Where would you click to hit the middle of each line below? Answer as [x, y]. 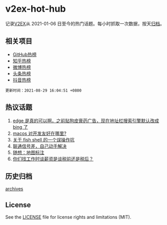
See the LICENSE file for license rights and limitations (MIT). [68, 217]
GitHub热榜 [25, 54]
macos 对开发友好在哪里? [39, 133]
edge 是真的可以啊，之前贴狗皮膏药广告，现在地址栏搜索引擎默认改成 [86, 121]
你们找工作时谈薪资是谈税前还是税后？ [53, 159]
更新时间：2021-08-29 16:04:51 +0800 [43, 90]
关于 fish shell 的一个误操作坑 [44, 139]
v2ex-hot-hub [36, 9]
